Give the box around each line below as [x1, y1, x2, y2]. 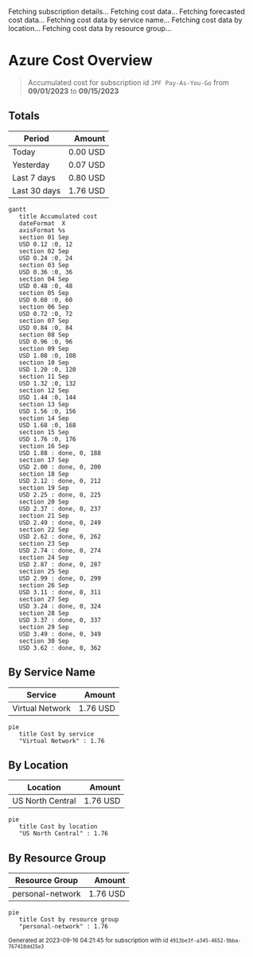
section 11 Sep [18, 372, 69, 380]
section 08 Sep [18, 330, 69, 339]
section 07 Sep [18, 317, 69, 325]
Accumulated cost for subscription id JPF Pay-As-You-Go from [27, 77, 229, 87]
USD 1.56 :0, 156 [18, 407, 77, 415]
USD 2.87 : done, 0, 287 [18, 560, 102, 568]
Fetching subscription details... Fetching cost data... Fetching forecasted [8, 7, 245, 16]
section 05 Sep [18, 289, 69, 297]
